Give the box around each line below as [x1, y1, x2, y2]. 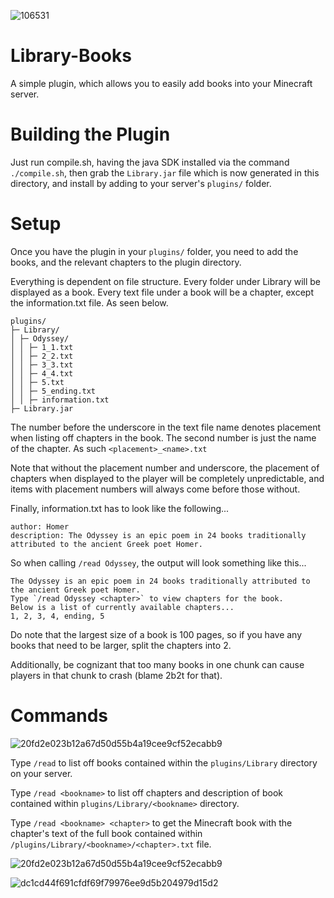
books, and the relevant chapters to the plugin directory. [10, 256, 242, 268]
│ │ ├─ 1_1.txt [10, 342, 74, 352]
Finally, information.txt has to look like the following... [10, 502, 230, 514]
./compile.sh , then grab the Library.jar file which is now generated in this [10, 166, 320, 179]
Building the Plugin [10, 123, 171, 146]
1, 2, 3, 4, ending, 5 [10, 611, 105, 621]
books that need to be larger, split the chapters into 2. [10, 639, 232, 651]
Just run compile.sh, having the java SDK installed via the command [10, 156, 290, 168]
